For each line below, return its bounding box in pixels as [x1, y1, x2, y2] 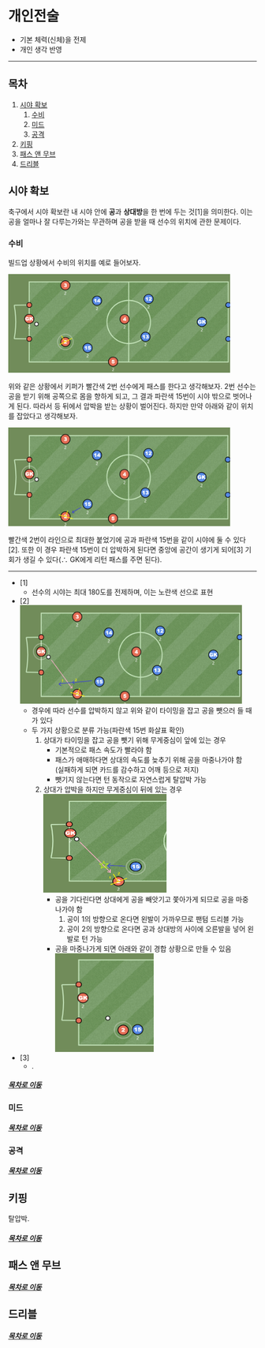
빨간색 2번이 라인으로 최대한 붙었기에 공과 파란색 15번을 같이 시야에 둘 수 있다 [8, 534, 246, 545]
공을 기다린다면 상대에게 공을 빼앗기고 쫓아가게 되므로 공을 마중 [54, 894, 249, 904]
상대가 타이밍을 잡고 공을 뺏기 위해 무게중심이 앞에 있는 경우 [43, 735, 226, 744]
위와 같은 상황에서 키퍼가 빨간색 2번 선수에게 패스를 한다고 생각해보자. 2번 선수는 [8, 381, 256, 391]
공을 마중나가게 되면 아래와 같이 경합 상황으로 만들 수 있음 [54, 944, 232, 953]
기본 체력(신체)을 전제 [19, 35, 87, 44]
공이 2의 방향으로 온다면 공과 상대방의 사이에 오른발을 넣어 [66, 924, 246, 934]
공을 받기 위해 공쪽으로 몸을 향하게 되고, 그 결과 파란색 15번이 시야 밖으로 [8, 391, 231, 401]
